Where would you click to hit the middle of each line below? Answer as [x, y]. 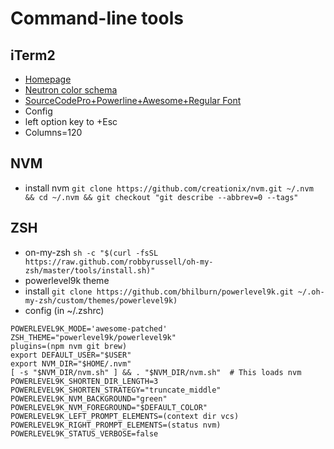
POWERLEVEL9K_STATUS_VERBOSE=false [84, 433]
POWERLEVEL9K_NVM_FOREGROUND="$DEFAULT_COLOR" [109, 407]
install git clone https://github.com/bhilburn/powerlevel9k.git [159, 291]
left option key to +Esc [71, 121]
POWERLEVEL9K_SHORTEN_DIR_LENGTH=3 [84, 381]
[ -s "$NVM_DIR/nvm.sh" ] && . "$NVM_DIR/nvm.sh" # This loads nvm [156, 372]
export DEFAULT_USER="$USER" [71, 355]
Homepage [48, 79]
